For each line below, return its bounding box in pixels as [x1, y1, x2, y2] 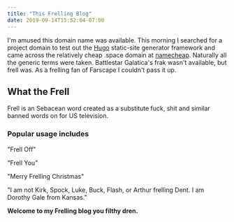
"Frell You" [7, 158, 38, 167]
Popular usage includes [7, 129, 89, 139]
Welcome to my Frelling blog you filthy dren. [7, 207, 138, 215]
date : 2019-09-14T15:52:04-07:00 [7, 17, 105, 24]
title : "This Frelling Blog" [7, 10, 92, 17]
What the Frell [7, 85, 70, 98]
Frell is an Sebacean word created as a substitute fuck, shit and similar [7, 104, 211, 112]
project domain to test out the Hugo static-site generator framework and [7, 43, 215, 52]
